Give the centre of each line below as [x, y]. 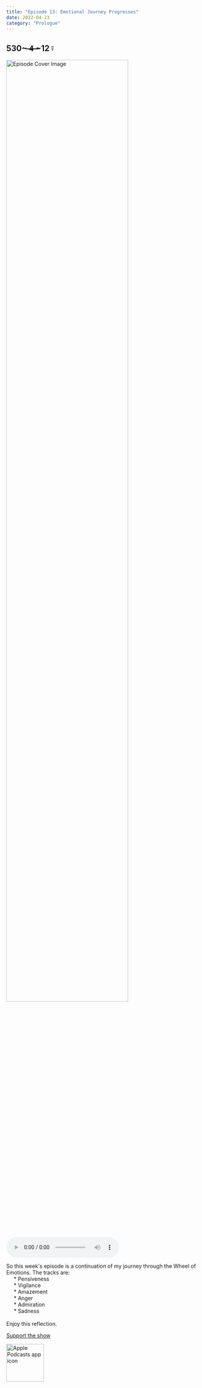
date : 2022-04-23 [28, 18]
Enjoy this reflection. [32, 1324]
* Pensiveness [31, 1279]
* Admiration [29, 1305]
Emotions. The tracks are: [38, 1273]
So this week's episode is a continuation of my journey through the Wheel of [101, 1266]
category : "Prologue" [33, 23]
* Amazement [31, 1292]
